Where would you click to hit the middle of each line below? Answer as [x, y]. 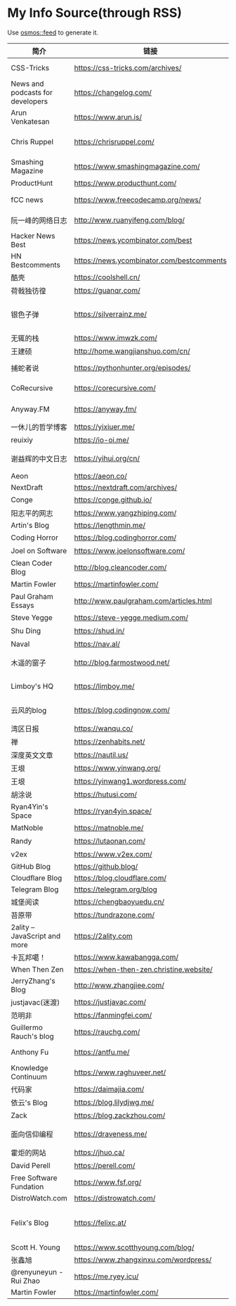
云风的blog [29, 710]
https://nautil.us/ [101, 754]
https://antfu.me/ [102, 1052]
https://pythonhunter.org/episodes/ [132, 367]
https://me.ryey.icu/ [106, 1276]
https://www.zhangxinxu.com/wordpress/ [143, 1260]
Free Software [34, 1178]
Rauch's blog [32, 1036]
